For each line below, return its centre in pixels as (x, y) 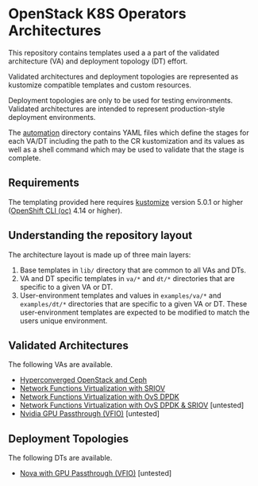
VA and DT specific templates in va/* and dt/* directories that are (127, 278)
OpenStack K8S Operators (97, 14)
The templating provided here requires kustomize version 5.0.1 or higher (126, 202)
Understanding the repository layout (100, 235)
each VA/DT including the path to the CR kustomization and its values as (126, 141)
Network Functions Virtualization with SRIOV (92, 388)
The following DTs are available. (60, 458)
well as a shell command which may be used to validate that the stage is (126, 149)
